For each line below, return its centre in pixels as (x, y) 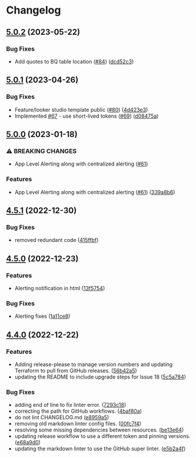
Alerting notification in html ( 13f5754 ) (60, 288)
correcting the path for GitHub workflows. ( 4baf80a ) (78, 411)
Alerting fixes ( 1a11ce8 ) (42, 316)
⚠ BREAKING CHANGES (41, 151)
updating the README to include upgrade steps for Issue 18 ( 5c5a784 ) (100, 377)
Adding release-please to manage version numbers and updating (94, 364)
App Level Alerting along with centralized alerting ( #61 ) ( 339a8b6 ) (95, 192)
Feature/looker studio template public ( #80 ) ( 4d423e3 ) (81, 109)
